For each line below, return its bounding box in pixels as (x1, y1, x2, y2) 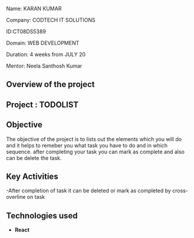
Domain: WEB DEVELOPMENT (6, 40, 80, 46)
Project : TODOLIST (6, 99, 78, 110)
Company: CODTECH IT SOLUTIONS (6, 17, 96, 23)
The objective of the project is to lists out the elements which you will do (6, 136, 182, 143)
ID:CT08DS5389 (6, 28, 46, 35)
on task (27, 194, 45, 201)
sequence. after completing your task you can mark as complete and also (6, 148, 185, 155)
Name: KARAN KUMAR (6, 5, 62, 12)
